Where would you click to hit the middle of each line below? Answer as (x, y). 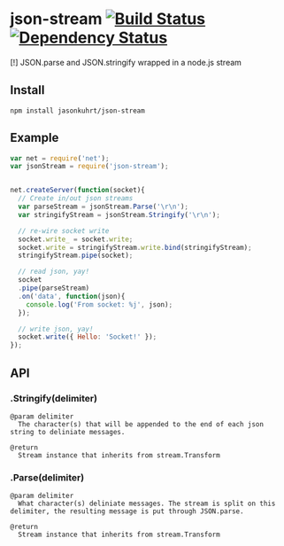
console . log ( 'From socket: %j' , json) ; (100, 304)
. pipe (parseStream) (54, 288)
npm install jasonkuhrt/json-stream (77, 111)
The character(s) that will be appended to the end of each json (141, 424)
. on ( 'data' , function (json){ (72, 296)
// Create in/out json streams (76, 199)
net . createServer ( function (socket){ (77, 191)
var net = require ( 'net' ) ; (60, 158)
